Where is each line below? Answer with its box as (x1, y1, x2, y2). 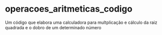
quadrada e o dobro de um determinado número (5, 24, 102, 30)
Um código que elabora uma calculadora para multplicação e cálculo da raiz (5, 19, 158, 25)
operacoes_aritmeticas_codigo (5, 3, 132, 15)
